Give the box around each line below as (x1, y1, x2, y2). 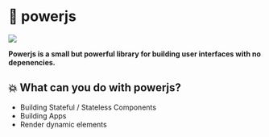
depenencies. (8, 57, 56, 67)
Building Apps (19, 110, 67, 120)
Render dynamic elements (19, 119, 107, 129)
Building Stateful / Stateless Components (19, 102, 157, 112)
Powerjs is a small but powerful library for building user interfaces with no (8, 48, 262, 59)
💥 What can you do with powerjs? (8, 81, 181, 95)
